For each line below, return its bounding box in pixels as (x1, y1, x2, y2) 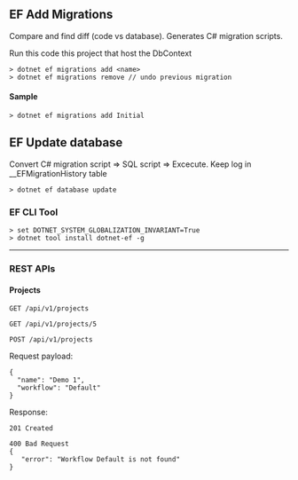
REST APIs (9, 263, 56, 275)
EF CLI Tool (9, 206, 59, 218)
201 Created (9, 424, 53, 433)
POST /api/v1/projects (9, 335, 93, 344)
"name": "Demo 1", (17, 376, 86, 385)
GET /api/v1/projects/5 (9, 319, 98, 329)
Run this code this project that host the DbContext (9, 48, 192, 59)
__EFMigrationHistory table (9, 168, 108, 178)
